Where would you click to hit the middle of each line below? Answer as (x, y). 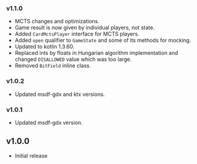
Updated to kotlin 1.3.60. (44, 47)
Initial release (31, 156)
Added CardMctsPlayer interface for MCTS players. (77, 34)
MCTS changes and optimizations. (57, 21)
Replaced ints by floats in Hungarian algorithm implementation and (96, 53)
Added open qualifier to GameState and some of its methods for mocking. (103, 41)
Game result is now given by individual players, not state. (85, 27)
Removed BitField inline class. (53, 66)
